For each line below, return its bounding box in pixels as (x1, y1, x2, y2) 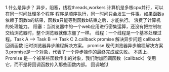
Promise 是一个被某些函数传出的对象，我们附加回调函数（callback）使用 (5, 55, 156, 61)
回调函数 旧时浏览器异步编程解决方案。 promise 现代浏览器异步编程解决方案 (5, 43, 163, 48)
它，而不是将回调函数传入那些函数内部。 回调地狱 (5, 61, 109, 67)
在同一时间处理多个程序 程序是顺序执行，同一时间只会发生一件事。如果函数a (5, 11, 164, 17)
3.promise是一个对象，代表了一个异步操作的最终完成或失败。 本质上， (5, 49, 152, 55)
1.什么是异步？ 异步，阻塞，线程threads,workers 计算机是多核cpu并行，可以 (5, 5, 163, 10)
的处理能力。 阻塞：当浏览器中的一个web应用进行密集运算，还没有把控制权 (5, 23, 162, 29)
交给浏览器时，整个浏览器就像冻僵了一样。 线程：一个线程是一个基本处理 (5, 30, 157, 35)
